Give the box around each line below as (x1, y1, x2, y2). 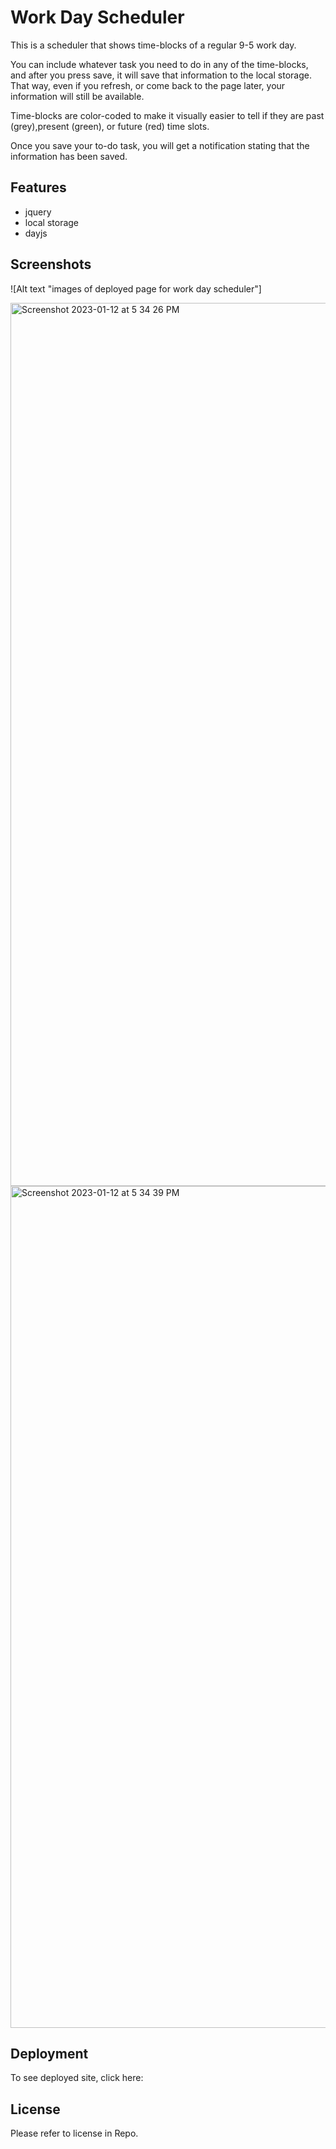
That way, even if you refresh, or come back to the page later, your (10, 79, 286, 91)
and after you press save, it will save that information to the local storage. (10, 69, 312, 81)
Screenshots (10, 256, 92, 273)
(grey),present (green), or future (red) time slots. (10, 120, 210, 132)
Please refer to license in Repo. (10, 2127, 139, 2140)
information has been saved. (10, 150, 128, 162)
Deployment (10, 2045, 89, 2062)
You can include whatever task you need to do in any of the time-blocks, (10, 58, 309, 70)
